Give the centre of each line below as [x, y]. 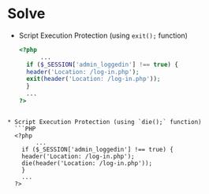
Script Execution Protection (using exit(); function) [103, 35]
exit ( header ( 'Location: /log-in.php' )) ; [93, 79]
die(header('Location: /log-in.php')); [87, 163]
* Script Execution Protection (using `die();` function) [104, 122]
